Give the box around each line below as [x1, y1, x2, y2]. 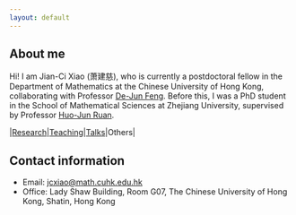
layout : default [9, 13, 70, 22]
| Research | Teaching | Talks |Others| [9, 127, 136, 138]
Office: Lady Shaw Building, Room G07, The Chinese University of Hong [22, 186, 288, 197]
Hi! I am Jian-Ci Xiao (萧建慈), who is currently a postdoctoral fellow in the [9, 71, 283, 82]
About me [9, 47, 65, 62]
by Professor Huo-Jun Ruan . [9, 109, 115, 121]
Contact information [9, 153, 126, 168]
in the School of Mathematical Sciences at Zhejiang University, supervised [9, 100, 284, 111]
